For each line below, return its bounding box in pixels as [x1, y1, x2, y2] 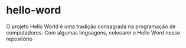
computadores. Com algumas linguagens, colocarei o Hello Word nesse [6, 29, 181, 36]
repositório [6, 35, 32, 42]
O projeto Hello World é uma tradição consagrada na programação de [6, 23, 176, 30]
